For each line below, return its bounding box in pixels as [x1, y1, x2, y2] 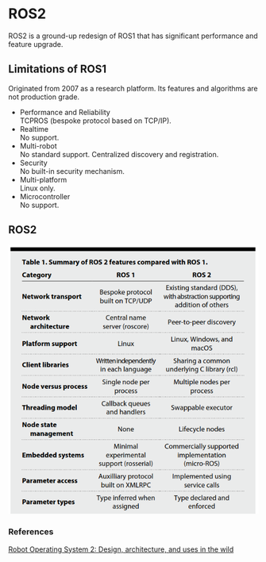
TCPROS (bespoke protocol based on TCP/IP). [19, 116, 172, 125]
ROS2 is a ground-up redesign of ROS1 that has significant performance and [8, 31, 258, 40]
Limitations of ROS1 [8, 63, 107, 76]
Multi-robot [19, 140, 57, 151]
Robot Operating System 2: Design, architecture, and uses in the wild [8, 545, 234, 554]
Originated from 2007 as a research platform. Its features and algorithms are [8, 83, 258, 93]
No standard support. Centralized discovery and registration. [19, 149, 219, 159]
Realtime [19, 124, 49, 133]
